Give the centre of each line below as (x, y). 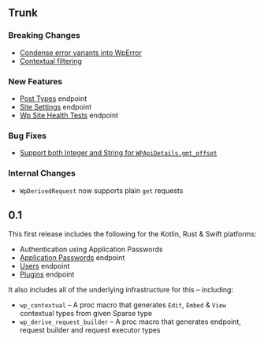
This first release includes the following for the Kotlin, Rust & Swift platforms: (132, 234)
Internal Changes (42, 173)
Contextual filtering (51, 61)
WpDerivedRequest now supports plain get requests (101, 190)
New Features (35, 81)
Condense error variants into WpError (80, 52)
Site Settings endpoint (56, 106)
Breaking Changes (45, 35)
